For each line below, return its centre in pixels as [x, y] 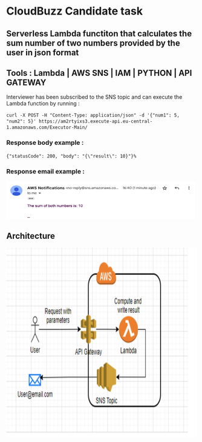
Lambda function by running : [43, 104]
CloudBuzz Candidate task [75, 11]
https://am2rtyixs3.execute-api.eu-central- [96, 122]
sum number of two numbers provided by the [93, 43]
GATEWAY [26, 82]
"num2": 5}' [21, 122]
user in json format [43, 52]
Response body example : [45, 142]
